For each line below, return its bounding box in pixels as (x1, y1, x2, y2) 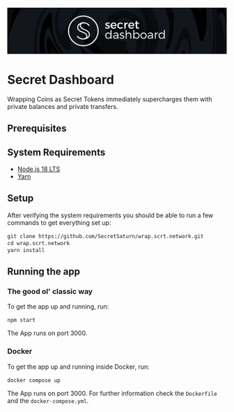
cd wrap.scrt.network (7, 240, 70, 247)
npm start (7, 317, 36, 324)
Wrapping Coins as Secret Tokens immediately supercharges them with (7, 95, 212, 103)
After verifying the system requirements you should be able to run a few (7, 211, 214, 219)
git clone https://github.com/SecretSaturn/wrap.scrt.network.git (7, 233, 204, 240)
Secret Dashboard (7, 72, 115, 87)
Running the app (7, 266, 80, 278)
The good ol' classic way (7, 287, 93, 297)
